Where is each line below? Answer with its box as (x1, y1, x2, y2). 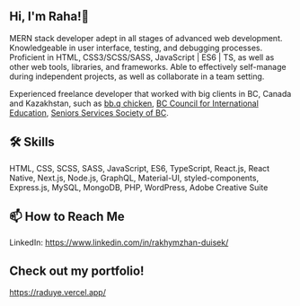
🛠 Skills (9, 135, 56, 150)
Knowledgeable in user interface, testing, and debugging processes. (9, 42, 263, 53)
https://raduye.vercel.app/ (9, 287, 106, 298)
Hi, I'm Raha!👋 (9, 9, 90, 24)
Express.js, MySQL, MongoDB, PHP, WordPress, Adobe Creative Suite (9, 181, 269, 193)
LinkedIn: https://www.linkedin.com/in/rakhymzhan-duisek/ (9, 237, 229, 248)
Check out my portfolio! (9, 263, 145, 278)
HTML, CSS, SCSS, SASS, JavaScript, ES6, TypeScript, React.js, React (9, 162, 270, 173)
